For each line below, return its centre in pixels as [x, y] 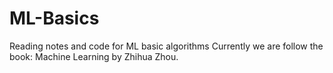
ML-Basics [54, 18]
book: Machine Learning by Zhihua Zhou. [94, 56]
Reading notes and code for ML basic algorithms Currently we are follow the [166, 46]
